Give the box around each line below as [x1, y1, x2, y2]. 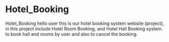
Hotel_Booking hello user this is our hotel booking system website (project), [5, 20, 164, 26]
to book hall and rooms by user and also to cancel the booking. [5, 31, 138, 37]
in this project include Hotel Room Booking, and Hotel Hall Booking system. [5, 25, 163, 31]
